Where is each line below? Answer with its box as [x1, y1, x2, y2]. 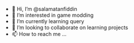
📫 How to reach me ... [11, 31, 67, 37]
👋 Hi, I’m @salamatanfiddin [11, 6, 78, 12]
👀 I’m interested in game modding [11, 12, 94, 19]
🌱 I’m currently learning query [11, 18, 84, 24]
